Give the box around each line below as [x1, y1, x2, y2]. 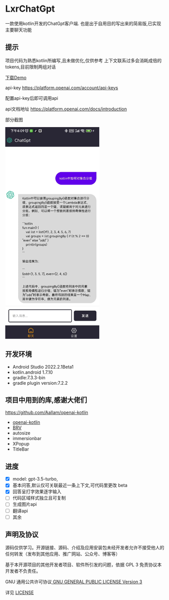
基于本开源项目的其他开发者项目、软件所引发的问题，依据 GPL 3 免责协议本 [5, 562, 162, 568]
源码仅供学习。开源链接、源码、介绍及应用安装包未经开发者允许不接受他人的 [5, 545, 164, 551]
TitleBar [12, 446, 29, 452]
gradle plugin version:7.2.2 [12, 380, 68, 386]
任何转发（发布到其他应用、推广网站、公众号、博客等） [5, 551, 120, 557]
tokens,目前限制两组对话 [5, 64, 57, 70]
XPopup [12, 441, 30, 447]
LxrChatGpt [5, 3, 55, 15]
